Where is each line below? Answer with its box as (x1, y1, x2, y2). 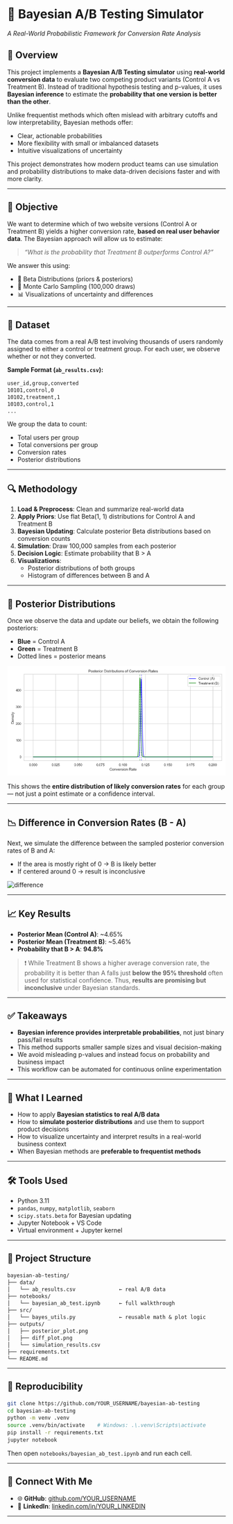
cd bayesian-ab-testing (7, 1407, 76, 1414)
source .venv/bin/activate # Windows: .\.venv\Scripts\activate (7, 1422, 207, 1429)
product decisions (17, 1125, 69, 1134)
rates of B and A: (7, 846, 55, 855)
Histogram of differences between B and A (27, 571, 150, 580)
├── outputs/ (7, 1321, 45, 1328)
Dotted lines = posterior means (17, 652, 106, 660)
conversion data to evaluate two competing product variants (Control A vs (7, 75, 221, 83)
